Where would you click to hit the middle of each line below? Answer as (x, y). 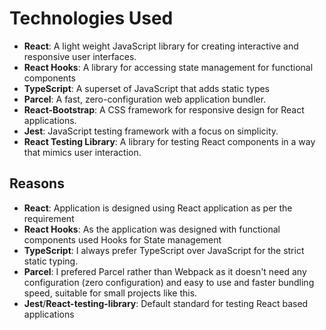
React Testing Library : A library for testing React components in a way (169, 141)
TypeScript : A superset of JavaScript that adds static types (147, 88)
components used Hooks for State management (122, 239)
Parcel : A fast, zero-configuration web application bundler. (145, 99)
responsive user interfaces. (80, 56)
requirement (49, 218)
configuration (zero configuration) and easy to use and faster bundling (169, 282)
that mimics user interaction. (82, 152)
